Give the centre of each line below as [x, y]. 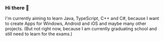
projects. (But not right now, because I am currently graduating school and [81, 29]
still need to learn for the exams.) [39, 34]
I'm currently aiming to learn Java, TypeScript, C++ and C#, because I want [82, 19]
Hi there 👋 [17, 8]
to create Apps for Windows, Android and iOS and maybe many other [76, 23]
